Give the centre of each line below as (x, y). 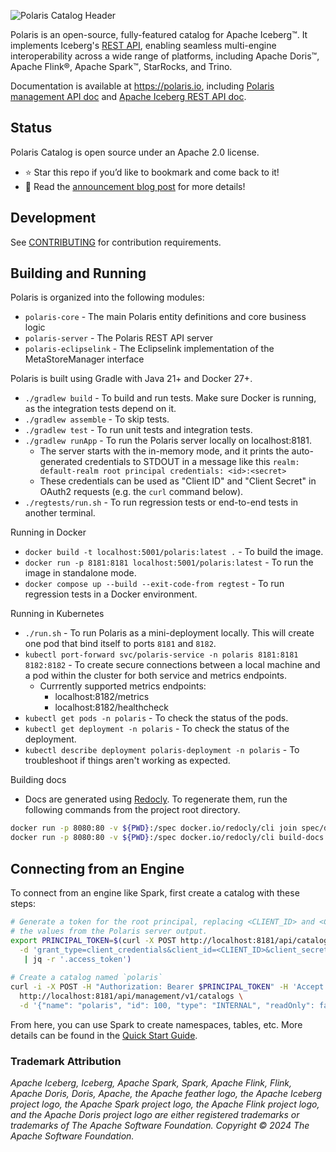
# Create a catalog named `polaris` (86, 978)
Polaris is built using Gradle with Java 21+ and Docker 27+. (131, 379)
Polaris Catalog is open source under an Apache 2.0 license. (135, 152)
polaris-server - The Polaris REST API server (119, 338)
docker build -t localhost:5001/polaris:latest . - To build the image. (174, 552)
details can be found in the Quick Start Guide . (104, 1035)
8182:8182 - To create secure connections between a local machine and (172, 665)
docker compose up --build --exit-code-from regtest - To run (154, 584)
